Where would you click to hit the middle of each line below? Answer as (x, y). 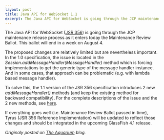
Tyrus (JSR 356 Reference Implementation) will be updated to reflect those (80, 118)
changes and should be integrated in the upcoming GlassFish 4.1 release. (79, 123)
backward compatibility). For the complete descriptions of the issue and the (81, 98)
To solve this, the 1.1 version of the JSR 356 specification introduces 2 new (80, 88)
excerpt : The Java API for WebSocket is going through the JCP (71, 19)
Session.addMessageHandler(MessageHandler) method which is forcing (79, 63)
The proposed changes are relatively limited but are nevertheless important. (81, 52)
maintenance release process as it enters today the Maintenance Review (78, 38)
